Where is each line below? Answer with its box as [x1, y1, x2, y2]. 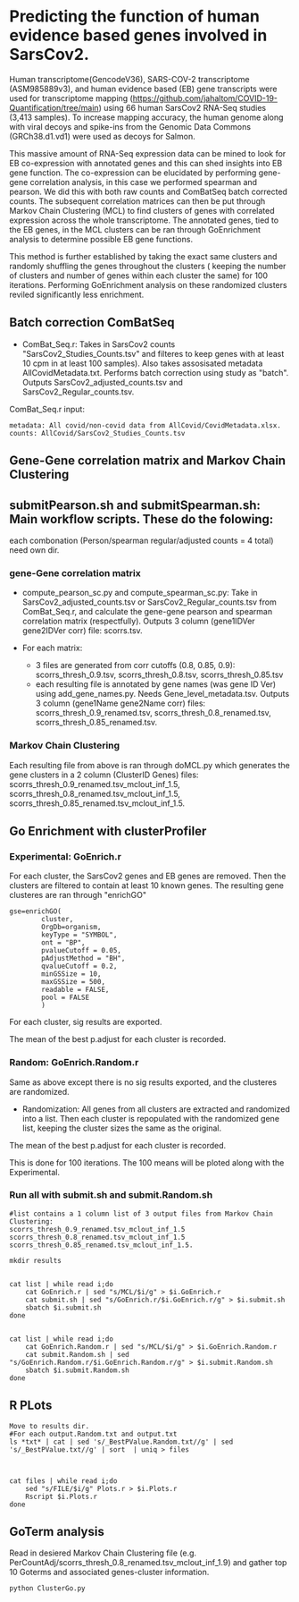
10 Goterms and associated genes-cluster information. [9, 1567, 210, 1578]
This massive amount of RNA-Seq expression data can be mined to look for [9, 148, 287, 158]
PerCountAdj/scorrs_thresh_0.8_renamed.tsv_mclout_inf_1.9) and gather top [9, 1557, 287, 1568]
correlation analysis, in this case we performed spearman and [29, 176, 257, 187]
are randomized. [9, 1086, 70, 1097]
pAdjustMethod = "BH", [41, 954, 126, 963]
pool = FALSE [41, 993, 90, 1003]
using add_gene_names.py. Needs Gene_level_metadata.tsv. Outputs [35, 689, 290, 699]
